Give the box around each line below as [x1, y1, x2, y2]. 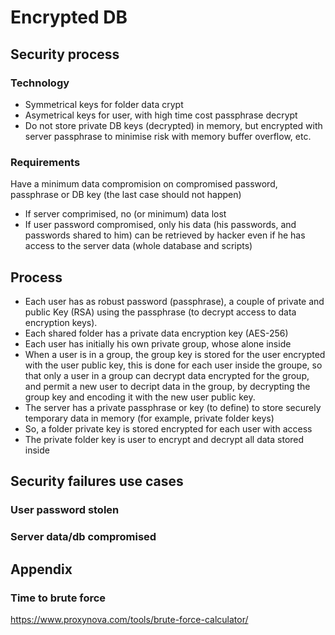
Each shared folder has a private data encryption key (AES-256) [24, 327, 289, 339]
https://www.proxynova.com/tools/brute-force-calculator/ [10, 613, 249, 625]
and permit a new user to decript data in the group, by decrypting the [24, 380, 311, 392]
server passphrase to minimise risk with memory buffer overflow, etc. [24, 130, 312, 142]
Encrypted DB [10, 6, 128, 29]
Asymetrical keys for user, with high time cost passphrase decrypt [24, 109, 298, 121]
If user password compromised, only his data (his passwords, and [24, 219, 297, 231]
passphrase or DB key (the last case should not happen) [10, 189, 242, 201]
